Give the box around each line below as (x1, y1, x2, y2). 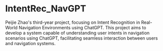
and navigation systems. (5, 40, 56, 46)
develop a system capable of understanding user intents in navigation (5, 30, 150, 36)
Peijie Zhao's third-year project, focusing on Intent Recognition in (5, 19, 140, 25)
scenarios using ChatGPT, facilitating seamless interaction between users (5, 35, 158, 41)
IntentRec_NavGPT (5, 3, 87, 14)
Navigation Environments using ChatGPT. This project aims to (18, 24, 146, 30)
